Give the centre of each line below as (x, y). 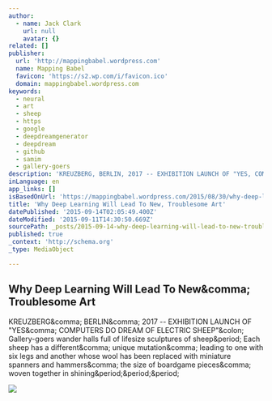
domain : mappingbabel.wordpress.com (77, 83)
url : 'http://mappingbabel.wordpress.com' (88, 62)
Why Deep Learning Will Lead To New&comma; (130, 290)
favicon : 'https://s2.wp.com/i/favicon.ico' (92, 76)
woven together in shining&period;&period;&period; (94, 373)
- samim (29, 159)
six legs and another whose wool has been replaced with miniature (120, 356)
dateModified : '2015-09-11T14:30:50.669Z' (81, 220)
